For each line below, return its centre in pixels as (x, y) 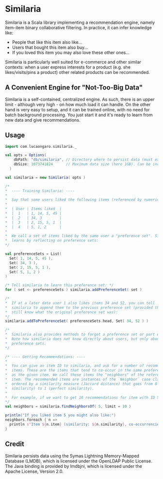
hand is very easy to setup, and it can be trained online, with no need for (77, 109)
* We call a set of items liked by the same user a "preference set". (79, 236)
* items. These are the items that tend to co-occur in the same (73, 371)
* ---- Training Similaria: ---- (40, 191)
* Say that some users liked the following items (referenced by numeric (82, 200)
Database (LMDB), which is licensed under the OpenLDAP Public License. (79, 461)
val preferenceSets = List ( (33, 254)
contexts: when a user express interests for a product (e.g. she (68, 67)
